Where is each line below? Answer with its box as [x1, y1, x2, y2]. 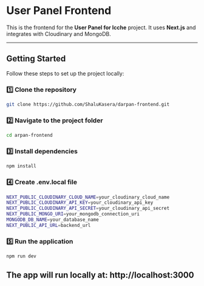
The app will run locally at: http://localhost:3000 [6, 270, 194, 281]
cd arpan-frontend [6, 132, 53, 139]
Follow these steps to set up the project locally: [6, 69, 124, 77]
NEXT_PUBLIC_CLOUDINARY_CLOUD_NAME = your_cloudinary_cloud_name [6, 194, 170, 200]
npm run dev [6, 253, 36, 259]
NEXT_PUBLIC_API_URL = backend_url [6, 222, 91, 228]
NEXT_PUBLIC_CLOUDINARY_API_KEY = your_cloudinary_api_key [6, 200, 154, 206]
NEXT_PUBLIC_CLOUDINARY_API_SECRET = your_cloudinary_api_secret [6, 205, 170, 212]
